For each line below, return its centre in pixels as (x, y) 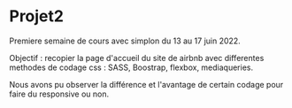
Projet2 (37, 16)
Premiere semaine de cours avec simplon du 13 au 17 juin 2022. (125, 41)
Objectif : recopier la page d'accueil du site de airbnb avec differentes (137, 58)
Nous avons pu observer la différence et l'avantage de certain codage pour (146, 84)
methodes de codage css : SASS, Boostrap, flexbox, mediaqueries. (131, 67)
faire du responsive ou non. (59, 94)
